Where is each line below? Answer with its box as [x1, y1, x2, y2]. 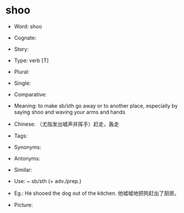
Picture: [13, 201, 33, 208]
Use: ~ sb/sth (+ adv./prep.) [13, 177, 81, 184]
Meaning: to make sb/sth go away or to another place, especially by [13, 102, 178, 109]
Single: [13, 80, 31, 87]
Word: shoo [13, 23, 42, 30]
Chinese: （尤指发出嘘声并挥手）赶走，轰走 [13, 121, 120, 128]
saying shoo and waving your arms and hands [13, 108, 125, 115]
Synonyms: [13, 143, 42, 150]
